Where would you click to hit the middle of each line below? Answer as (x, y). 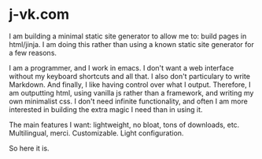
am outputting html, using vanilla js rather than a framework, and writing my (131, 92)
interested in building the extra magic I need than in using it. (106, 109)
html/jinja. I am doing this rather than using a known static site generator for (131, 44)
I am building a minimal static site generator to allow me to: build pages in (128, 36)
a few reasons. (33, 52)
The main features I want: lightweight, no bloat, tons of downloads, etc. (124, 125)
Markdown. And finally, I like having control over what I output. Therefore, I (130, 85)
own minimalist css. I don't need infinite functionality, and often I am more (129, 101)
